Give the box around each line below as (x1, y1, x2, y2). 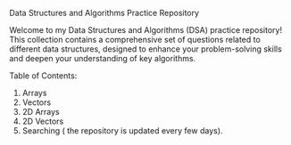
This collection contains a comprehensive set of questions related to (9, 35, 261, 44)
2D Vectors (21, 116, 64, 126)
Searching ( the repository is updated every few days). (21, 125, 223, 136)
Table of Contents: (9, 70, 78, 81)
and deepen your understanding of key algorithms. (9, 53, 196, 63)
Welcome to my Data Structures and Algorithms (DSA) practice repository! (9, 25, 283, 35)
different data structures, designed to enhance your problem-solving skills (9, 44, 283, 54)
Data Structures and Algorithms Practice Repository (9, 8, 199, 18)
